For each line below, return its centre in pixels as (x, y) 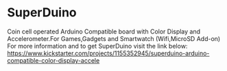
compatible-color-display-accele (53, 60)
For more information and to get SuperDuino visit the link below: (97, 46)
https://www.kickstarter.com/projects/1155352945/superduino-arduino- (108, 53)
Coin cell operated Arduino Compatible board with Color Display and (104, 31)
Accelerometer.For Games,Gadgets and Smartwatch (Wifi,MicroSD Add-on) (114, 38)
